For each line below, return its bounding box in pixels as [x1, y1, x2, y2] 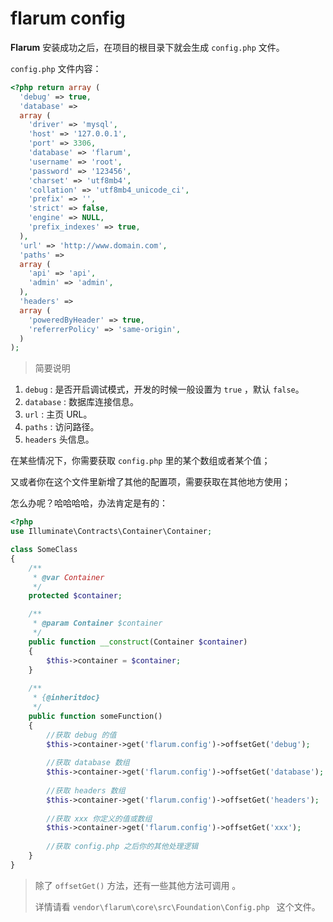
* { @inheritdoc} [32, 693, 101, 703]
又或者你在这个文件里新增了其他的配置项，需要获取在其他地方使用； [10, 476, 291, 488]
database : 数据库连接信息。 [24, 396, 139, 408]
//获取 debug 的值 [46, 730, 117, 740]
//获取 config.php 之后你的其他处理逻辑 [46, 842, 199, 852]
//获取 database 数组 [46, 758, 130, 768]
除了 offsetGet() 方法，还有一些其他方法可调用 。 [34, 879, 242, 891]
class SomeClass [10, 545, 78, 555]
